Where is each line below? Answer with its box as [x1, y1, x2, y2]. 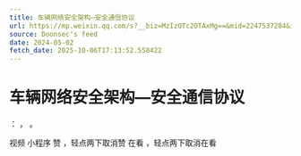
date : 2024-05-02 [9, 37, 74, 47]
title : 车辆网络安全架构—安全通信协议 [9, 12, 135, 22]
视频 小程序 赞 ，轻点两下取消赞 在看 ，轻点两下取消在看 [9, 137, 217, 148]
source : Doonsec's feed [9, 29, 99, 38]
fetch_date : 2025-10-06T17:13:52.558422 [9, 46, 163, 55]
